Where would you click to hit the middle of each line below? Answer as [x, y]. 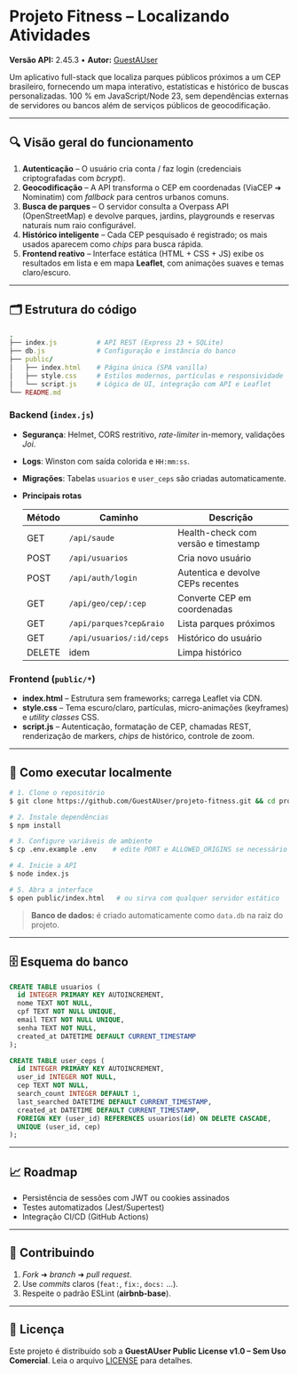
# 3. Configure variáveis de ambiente [81, 841]
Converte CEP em [214, 598]
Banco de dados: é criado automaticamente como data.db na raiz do [157, 915]
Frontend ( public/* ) [52, 679]
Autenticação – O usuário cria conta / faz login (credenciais [132, 168]
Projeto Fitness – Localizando [119, 16]
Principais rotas [52, 496]
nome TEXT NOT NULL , [55, 1004]
